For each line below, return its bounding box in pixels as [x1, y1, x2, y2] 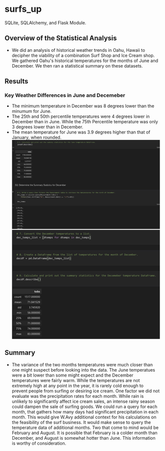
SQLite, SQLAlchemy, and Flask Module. [4, 20, 87, 26]
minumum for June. [11, 108, 52, 114]
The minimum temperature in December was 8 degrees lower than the [11, 103, 155, 109]
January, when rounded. [11, 135, 62, 140]
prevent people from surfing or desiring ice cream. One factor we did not [11, 388, 160, 394]
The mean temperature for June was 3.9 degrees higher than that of [11, 129, 151, 135]
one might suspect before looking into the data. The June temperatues [11, 367, 156, 373]
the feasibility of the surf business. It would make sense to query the [11, 419, 151, 425]
